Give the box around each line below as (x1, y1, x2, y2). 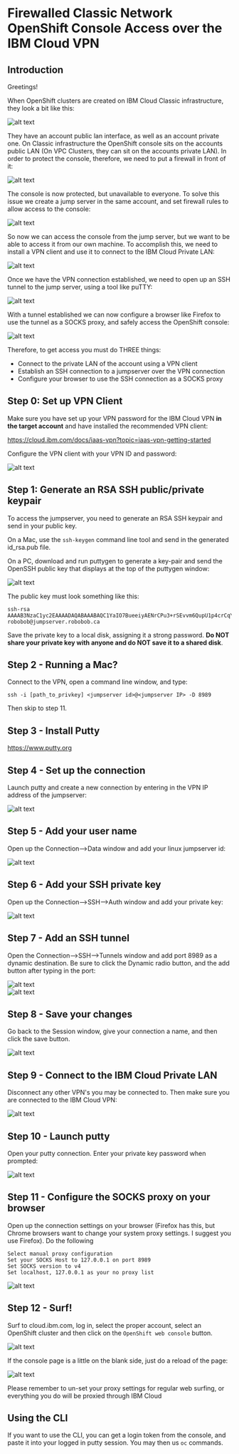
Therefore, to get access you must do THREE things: (7, 346, 161, 354)
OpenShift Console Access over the (7, 20, 223, 36)
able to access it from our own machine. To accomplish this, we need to (7, 240, 218, 248)
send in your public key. (7, 521, 78, 530)
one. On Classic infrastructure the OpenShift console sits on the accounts (7, 139, 223, 148)
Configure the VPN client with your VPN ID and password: (7, 449, 177, 458)
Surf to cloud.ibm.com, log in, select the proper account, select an (7, 1321, 201, 1329)
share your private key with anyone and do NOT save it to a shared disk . (7, 638, 223, 647)
